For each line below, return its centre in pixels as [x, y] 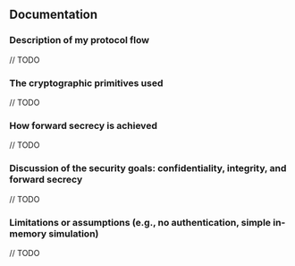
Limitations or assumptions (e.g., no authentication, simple [140, 222]
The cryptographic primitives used [86, 82]
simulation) [74, 234]
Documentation [54, 15]
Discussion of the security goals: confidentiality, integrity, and [148, 168]
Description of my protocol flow [80, 40]
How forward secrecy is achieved [84, 125]
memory [28, 234]
